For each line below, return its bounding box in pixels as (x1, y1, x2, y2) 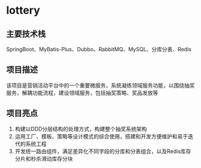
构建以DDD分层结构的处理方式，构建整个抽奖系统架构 (14, 125, 148, 132)
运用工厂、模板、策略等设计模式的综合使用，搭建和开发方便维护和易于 (14, 132, 188, 140)
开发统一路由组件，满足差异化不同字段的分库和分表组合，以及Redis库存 (14, 147, 191, 155)
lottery (6, 4, 41, 17)
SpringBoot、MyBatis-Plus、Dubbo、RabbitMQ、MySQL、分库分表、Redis (6, 46, 191, 52)
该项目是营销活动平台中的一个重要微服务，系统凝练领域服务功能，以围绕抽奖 (6, 82, 195, 89)
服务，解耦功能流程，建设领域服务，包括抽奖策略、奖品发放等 (6, 89, 159, 96)
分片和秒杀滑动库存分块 (14, 155, 73, 162)
